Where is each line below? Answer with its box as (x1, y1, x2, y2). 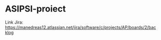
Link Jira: (5, 19, 23, 25)
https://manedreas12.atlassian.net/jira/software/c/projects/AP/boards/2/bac (5, 24, 156, 30)
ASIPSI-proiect (5, 3, 66, 14)
